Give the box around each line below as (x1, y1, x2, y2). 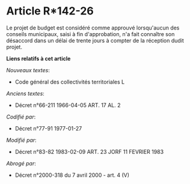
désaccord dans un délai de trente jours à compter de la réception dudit (6, 37, 185, 44)
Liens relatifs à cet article (6, 55, 71, 62)
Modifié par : (6, 136, 37, 144)
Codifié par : (6, 113, 36, 120)
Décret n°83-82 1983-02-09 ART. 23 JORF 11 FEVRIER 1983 (14, 148, 164, 155)
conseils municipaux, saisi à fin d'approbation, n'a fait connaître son (6, 30, 175, 37)
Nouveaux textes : (6, 66, 50, 73)
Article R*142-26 (6, 4, 94, 18)
